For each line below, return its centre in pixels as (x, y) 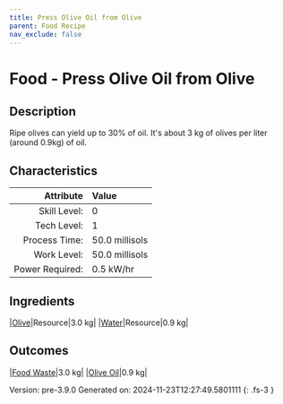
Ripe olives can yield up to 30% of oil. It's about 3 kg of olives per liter (138, 133)
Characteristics (54, 171)
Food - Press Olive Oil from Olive (132, 78)
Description (43, 112)
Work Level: (58, 254)
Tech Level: (59, 226)
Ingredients (42, 301)
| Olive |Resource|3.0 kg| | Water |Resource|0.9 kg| (99, 322)
